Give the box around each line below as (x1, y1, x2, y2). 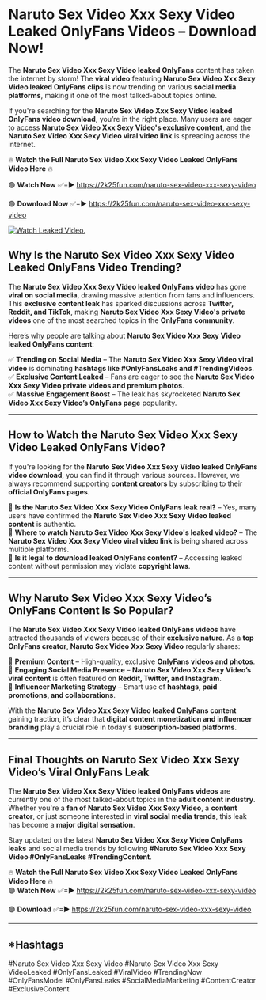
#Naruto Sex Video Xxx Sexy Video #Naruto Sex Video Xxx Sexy (8, 959, 219, 968)
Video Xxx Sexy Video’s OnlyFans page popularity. (8, 398, 177, 407)
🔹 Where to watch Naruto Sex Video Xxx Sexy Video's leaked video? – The (8, 528, 258, 537)
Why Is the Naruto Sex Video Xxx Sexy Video (8, 248, 235, 262)
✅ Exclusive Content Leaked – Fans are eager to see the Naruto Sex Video (8, 372, 255, 381)
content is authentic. (8, 519, 77, 528)
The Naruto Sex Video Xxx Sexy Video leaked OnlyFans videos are (8, 786, 231, 796)
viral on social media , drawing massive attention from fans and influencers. (8, 290, 256, 300)
